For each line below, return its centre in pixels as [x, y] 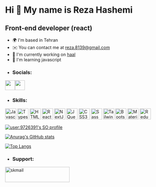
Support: [23, 159]
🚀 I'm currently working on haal [44, 54]
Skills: [20, 100]
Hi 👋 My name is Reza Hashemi [69, 10]
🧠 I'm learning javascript [37, 60]
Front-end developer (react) [49, 28]
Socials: [22, 72]
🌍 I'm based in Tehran [35, 40]
